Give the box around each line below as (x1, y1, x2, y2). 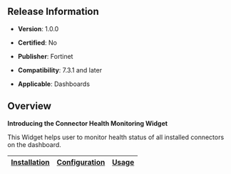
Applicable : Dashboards (17, 80, 91, 88)
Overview (7, 100, 52, 112)
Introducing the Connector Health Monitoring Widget (7, 119, 168, 127)
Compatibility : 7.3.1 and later (17, 65, 102, 74)
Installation (11, 157, 50, 167)
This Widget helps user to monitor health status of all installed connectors (7, 133, 225, 141)
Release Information (7, 6, 100, 18)
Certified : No (17, 38, 57, 47)
